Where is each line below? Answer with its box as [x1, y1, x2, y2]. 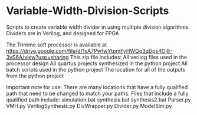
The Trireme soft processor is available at [6, 41, 107, 48]
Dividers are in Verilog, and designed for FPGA [6, 29, 119, 36]
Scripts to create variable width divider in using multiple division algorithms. [6, 23, 191, 31]
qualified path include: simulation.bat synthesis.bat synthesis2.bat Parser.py [6, 96, 191, 103]
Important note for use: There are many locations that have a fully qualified [6, 83, 188, 90]
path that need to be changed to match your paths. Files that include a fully [6, 90, 189, 97]
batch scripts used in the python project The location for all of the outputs [6, 66, 186, 73]
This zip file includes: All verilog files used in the [70, 53, 188, 60]
